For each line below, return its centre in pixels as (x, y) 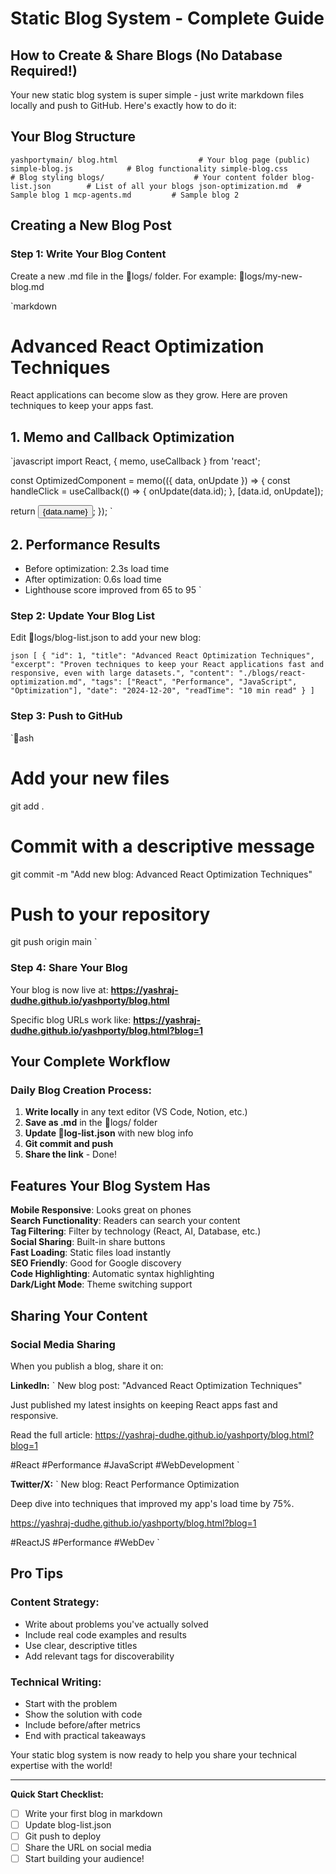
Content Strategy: (55, 1602)
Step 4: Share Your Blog (69, 968)
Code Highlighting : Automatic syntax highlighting (112, 1274)
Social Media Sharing (63, 1344)
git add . (27, 806)
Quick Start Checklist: (57, 1794)
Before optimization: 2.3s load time (97, 569)
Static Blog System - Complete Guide (167, 18)
